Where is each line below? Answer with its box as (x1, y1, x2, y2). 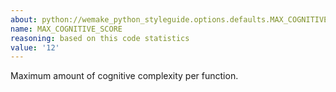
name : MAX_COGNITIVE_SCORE (10, 24, 123, 34)
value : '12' (10, 42, 60, 53)
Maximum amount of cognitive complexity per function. (10, 70, 239, 82)
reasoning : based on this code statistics (10, 33, 190, 43)
